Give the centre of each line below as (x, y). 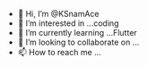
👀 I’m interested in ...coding (68, 23)
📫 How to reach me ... (59, 52)
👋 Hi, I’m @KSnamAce (58, 14)
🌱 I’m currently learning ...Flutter (77, 33)
